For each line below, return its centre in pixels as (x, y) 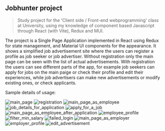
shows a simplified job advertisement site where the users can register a (80, 51)
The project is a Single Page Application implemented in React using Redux (82, 40)
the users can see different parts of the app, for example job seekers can (80, 67)
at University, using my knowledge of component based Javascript (86, 25)
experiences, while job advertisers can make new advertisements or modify (83, 77)
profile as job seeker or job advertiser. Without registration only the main (79, 56)
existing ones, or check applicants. (41, 83)
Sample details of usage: (31, 92)
